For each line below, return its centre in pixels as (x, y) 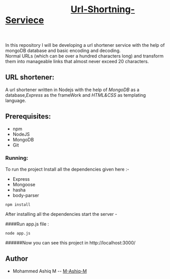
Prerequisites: (28, 116)
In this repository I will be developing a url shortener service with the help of (85, 45)
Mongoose (24, 184)
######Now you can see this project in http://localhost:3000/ (70, 242)
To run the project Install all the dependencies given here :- (67, 169)
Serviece (25, 20)
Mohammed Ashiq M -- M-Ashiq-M (50, 271)
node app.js (18, 233)
